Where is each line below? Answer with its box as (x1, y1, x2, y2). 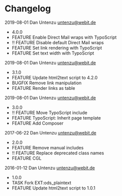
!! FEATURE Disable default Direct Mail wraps (11, 39, 104, 45)
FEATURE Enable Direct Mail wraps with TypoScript (11, 34, 117, 40)
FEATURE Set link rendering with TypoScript (11, 45, 102, 51)
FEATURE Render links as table (11, 85, 75, 91)
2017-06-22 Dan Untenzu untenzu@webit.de (4, 130, 97, 135)
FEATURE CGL (11, 155, 42, 161)
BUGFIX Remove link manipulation (11, 80, 82, 86)
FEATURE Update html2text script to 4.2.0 (11, 74, 98, 80)
